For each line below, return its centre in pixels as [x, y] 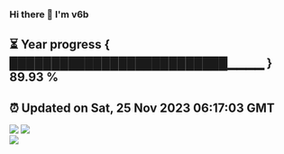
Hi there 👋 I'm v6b [49, 14]
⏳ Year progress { [60, 45]
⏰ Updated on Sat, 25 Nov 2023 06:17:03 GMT [142, 108]
